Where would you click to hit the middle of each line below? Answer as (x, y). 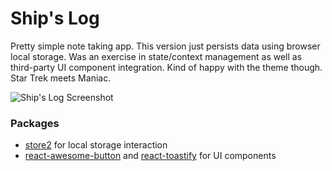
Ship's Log (55, 18)
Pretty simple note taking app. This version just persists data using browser (165, 46)
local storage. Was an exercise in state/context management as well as (156, 56)
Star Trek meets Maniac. (61, 78)
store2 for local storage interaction (96, 145)
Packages (35, 123)
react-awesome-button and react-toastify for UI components (150, 156)
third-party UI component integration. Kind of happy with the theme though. (166, 67)
